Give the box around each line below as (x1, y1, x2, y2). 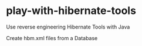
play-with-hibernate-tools (6, 4, 137, 17)
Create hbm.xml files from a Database (6, 34, 98, 41)
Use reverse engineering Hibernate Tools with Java (6, 23, 130, 30)
